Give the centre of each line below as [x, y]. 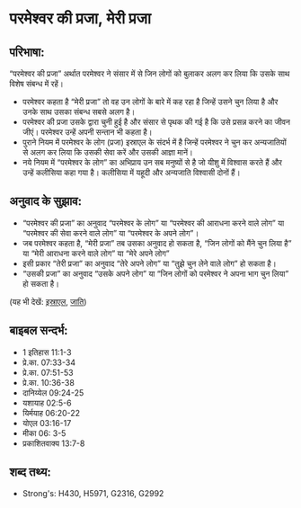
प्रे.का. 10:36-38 [48, 382]
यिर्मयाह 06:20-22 [51, 413]
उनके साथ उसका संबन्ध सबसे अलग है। [79, 112]
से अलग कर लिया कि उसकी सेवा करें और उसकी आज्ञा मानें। [107, 152]
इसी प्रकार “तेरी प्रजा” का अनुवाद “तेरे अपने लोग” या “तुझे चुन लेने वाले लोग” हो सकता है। [149, 263]
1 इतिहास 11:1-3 [47, 352]
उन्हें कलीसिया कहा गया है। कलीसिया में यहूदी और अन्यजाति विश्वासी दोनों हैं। [131, 173]
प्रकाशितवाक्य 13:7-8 [53, 443]
